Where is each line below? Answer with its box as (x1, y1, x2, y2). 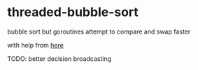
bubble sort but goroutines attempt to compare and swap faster (7, 27, 191, 36)
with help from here (7, 41, 64, 49)
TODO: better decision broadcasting (7, 54, 112, 63)
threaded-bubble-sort (7, 4, 139, 20)
